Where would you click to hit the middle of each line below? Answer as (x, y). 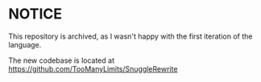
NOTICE (35, 14)
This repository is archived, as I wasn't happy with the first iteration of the (130, 36)
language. (25, 44)
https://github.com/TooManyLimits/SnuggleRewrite (93, 68)
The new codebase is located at (62, 60)
